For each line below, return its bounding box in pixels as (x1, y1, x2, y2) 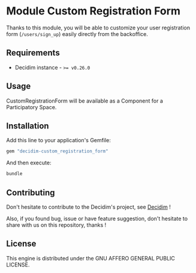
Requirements (6, 48, 60, 58)
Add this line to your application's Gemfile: (6, 137, 111, 144)
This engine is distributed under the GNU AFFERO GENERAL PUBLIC (6, 254, 176, 262)
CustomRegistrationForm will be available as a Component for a (6, 97, 164, 104)
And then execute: (6, 159, 52, 166)
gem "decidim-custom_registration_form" (6, 148, 109, 154)
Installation (6, 121, 49, 131)
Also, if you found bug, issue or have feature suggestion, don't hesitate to (6, 215, 188, 222)
